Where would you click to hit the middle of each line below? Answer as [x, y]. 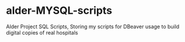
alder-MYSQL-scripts [59, 11]
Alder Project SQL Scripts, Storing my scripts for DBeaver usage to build [93, 26]
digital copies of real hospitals [42, 32]
